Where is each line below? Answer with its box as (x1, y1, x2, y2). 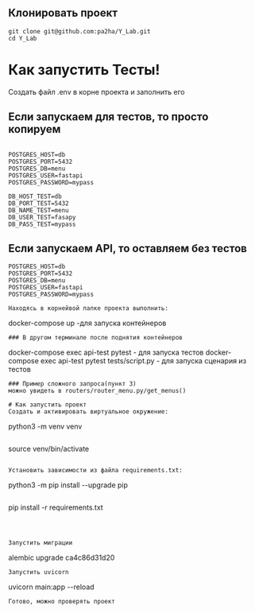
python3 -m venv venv (8, 421, 83, 432)
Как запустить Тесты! (8, 61, 160, 79)
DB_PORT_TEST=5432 (8, 199, 69, 208)
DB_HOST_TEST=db (8, 192, 62, 200)
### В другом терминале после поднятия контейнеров (8, 334, 183, 342)
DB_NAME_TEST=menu (8, 206, 69, 214)
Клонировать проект (8, 6, 118, 20)
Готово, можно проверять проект (8, 598, 115, 606)
